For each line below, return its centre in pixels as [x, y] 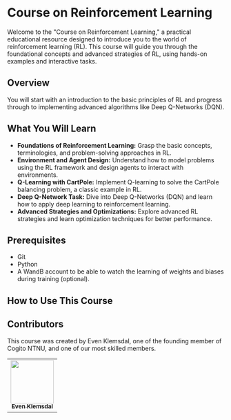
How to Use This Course [60, 301]
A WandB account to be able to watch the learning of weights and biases [120, 271]
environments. [38, 175]
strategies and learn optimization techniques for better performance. [114, 218]
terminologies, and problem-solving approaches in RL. [94, 153]
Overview [29, 83]
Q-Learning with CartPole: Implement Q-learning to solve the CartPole [118, 182]
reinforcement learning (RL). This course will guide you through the [102, 46]
